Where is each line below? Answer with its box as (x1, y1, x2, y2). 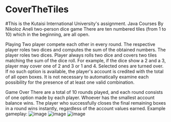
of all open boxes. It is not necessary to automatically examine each (5, 74, 149, 80)
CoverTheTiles (5, 4, 69, 15)
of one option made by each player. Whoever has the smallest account (5, 94, 155, 101)
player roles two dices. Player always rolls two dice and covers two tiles (5, 52, 157, 58)
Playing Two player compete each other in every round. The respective (5, 41, 156, 47)
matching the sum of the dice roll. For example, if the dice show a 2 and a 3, (5, 57, 166, 63)
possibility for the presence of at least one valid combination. (5, 79, 135, 85)
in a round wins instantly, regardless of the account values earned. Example (5, 105, 166, 111)
